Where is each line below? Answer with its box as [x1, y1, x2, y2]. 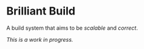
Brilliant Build [6, 4, 75, 18]
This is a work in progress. [6, 36, 74, 43]
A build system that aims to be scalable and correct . [6, 24, 138, 31]
